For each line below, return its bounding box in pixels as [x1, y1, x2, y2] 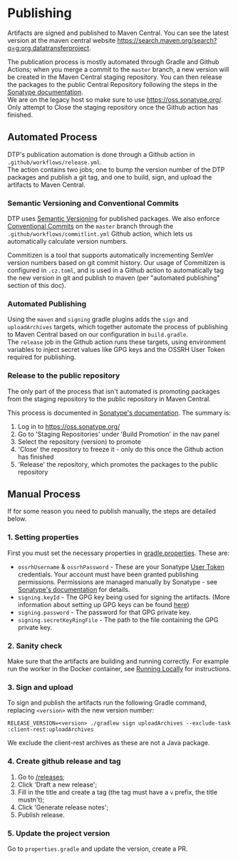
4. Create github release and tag [7, 757, 121, 767]
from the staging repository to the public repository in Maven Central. [7, 394, 212, 403]
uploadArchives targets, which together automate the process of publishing [7, 323, 228, 331]
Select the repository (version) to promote [17, 437, 141, 446]
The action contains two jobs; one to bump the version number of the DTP [7, 165, 225, 174]
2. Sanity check [7, 641, 63, 651]
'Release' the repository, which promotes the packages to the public [17, 460, 219, 468]
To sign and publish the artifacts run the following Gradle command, [7, 698, 207, 707]
